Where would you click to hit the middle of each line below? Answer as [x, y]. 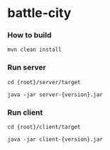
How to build [29, 35]
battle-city [39, 13]
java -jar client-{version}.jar [55, 139]
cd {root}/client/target [44, 127]
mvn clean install [34, 50]
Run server [27, 67]
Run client [25, 112]
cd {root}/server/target [44, 82]
